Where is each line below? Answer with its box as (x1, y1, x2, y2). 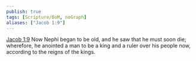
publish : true (6, 8, 42, 15)
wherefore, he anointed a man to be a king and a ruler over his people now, (6, 42, 191, 49)
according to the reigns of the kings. (6, 49, 96, 56)
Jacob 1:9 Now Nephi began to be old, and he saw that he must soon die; (6, 36, 186, 43)
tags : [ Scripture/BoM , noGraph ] (6, 14, 87, 20)
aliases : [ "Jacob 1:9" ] (6, 20, 66, 25)
